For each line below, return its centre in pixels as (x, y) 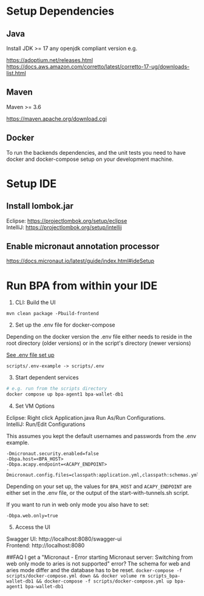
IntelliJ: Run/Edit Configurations (46, 424)
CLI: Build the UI (35, 302)
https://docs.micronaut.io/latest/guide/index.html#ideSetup (80, 261)
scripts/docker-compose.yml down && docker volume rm (76, 576)
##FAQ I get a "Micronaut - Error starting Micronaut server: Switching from (100, 557)
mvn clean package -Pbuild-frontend (53, 314)
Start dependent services (47, 378)
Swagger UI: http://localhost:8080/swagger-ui (64, 539)
